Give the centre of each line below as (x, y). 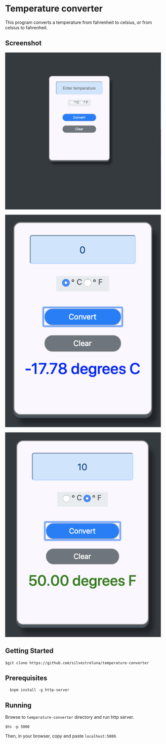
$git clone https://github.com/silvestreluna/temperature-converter (77, 663)
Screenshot (23, 43)
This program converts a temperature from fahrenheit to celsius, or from (79, 22)
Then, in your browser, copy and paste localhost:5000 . (61, 736)
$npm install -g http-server (40, 690)
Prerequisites (26, 678)
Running (19, 705)
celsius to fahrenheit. (26, 27)
